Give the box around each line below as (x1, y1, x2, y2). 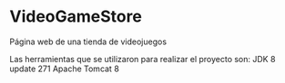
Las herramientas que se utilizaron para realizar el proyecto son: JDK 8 (9, 53, 276, 64)
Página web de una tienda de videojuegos (9, 36, 167, 47)
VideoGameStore (9, 6, 143, 27)
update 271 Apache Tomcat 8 (9, 63, 120, 74)
